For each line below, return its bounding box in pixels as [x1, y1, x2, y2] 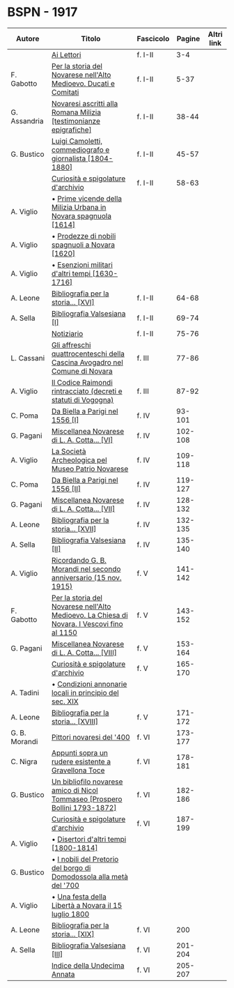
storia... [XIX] [51, 929, 95, 938]
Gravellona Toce [51, 765, 105, 775]
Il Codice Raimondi [51, 377, 113, 387]
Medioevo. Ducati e [51, 78, 115, 88]
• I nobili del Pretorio [51, 854, 119, 864]
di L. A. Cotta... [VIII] [51, 648, 117, 658]
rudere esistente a [51, 757, 111, 766]
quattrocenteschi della [51, 349, 125, 358]
